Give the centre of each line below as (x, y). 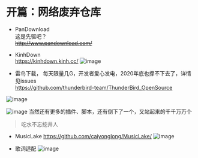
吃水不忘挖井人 (39, 124)
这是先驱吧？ (31, 36)
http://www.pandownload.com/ (53, 43)
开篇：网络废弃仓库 (54, 12)
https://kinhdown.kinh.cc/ (47, 61)
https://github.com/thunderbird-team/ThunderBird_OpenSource (94, 87)
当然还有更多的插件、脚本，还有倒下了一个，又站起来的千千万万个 (110, 111)
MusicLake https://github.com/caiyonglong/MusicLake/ (83, 136)
